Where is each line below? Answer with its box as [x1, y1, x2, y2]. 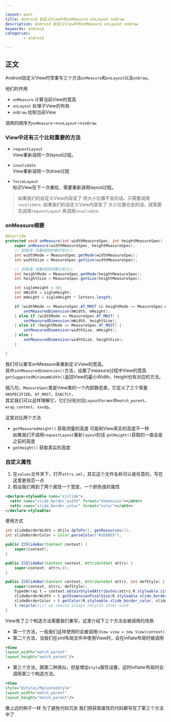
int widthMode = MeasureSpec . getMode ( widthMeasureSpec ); [14, 253, 138, 258]
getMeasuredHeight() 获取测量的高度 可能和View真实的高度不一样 [12, 425, 150, 431]
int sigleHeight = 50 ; [14, 285, 63, 290]
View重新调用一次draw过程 [12, 168, 70, 174]
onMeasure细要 [5, 222, 45, 229]
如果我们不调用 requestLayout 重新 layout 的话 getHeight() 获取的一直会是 [12, 432, 163, 438]
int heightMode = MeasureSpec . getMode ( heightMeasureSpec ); [14, 271, 142, 277]
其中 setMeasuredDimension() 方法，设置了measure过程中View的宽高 [5, 367, 147, 373]
